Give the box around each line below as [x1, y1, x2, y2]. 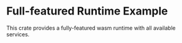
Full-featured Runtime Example [6, 4, 169, 18]
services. [6, 30, 29, 38]
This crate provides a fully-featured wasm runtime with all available [6, 24, 176, 31]
